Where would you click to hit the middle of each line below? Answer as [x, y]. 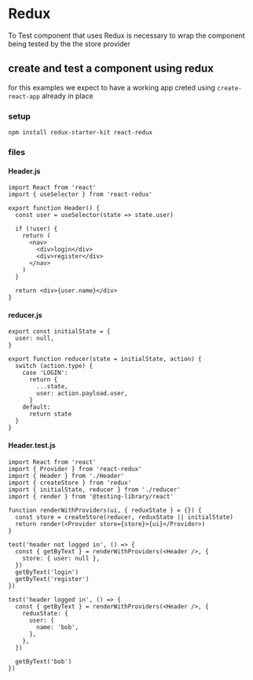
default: [37, 407]
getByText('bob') [44, 661]
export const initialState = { [59, 332]
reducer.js [25, 314]
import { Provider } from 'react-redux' [75, 469]
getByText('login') [47, 572]
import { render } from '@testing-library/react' [91, 496]
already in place [68, 96]
